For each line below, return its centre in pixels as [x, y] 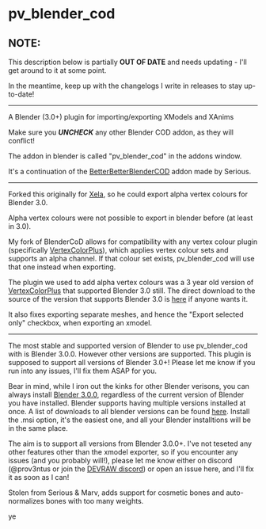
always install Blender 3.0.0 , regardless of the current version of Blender [126, 394]
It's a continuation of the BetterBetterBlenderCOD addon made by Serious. [130, 171]
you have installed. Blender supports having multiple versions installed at [127, 403]
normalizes [27, 501]
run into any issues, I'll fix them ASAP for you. [82, 371]
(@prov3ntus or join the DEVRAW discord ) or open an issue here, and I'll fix [131, 469]
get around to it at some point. [57, 70]
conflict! [22, 141]
